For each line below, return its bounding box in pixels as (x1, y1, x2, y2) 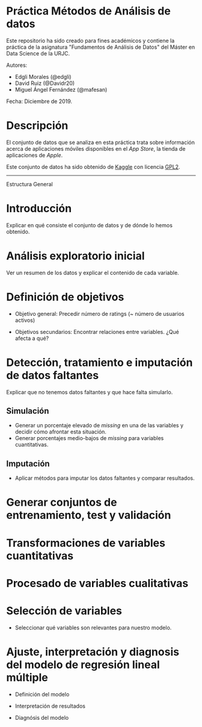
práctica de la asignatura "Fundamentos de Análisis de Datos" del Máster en (6, 43, 195, 51)
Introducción (6, 202, 72, 215)
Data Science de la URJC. (6, 49, 70, 57)
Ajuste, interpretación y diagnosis (6, 645, 179, 658)
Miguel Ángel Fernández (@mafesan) (14, 86, 108, 93)
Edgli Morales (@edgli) (14, 73, 72, 80)
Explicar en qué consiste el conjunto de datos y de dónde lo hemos (6, 221, 173, 228)
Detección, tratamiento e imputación (6, 356, 193, 369)
